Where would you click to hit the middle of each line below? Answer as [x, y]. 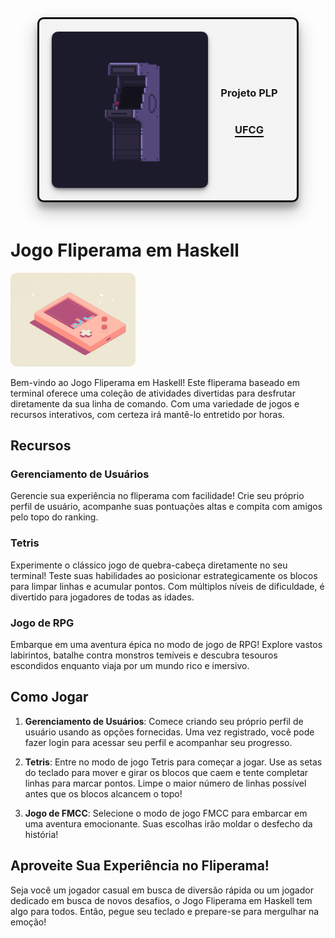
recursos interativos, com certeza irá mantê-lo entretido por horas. [147, 414]
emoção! [28, 922]
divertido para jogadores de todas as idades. [102, 597]
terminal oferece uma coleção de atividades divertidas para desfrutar [153, 393]
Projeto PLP [249, 93]
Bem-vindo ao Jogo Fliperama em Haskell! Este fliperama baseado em [155, 382]
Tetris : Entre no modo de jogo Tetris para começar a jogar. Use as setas [173, 762]
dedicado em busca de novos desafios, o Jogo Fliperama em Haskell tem [161, 900]
